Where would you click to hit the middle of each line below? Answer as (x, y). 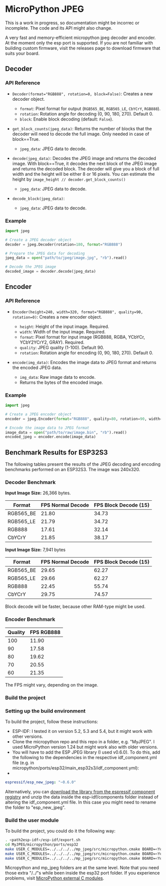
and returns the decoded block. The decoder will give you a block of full (86, 168)
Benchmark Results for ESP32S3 (56, 452)
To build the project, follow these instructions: (52, 722)
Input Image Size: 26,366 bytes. (38, 493)
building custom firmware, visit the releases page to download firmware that (83, 48)
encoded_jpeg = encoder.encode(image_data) (51, 437)
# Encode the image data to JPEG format (47, 428)
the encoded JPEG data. (37, 367)
